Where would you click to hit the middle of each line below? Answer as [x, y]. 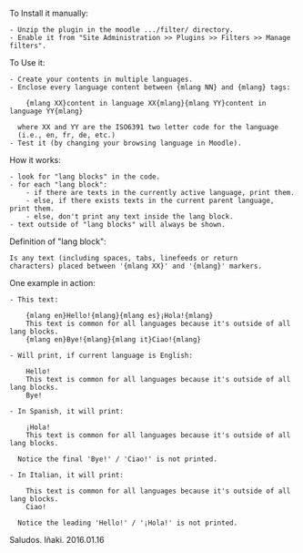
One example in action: [52, 283]
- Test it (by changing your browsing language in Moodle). [126, 143]
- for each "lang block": [58, 185]
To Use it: [27, 62]
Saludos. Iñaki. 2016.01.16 [57, 540]
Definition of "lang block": [58, 241]
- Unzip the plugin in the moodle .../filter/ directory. [121, 30]
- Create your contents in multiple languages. [101, 79]
